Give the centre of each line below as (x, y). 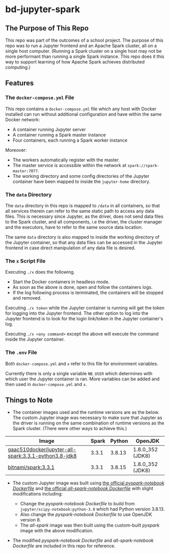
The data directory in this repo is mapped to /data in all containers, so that (83, 205)
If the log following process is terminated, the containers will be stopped (88, 292)
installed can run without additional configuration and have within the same (83, 114)
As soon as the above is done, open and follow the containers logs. (82, 287)
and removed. (27, 298)
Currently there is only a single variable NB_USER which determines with (79, 373)
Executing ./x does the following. (40, 272)
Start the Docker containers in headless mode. (61, 282)
